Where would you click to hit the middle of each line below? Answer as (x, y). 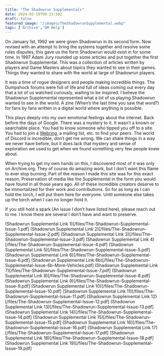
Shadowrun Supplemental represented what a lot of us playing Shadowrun (80, 98)
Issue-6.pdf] (18, 260)
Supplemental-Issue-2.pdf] (32, 234)
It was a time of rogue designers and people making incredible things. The (80, 82)
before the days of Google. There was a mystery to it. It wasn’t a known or (80, 123)
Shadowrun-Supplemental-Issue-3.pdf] (45, 239)
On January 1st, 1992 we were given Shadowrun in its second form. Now (78, 42)
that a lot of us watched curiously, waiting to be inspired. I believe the (75, 93)
